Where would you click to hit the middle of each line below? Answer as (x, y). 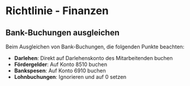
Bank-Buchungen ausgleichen (62, 33)
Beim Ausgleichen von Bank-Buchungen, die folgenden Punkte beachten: (95, 47)
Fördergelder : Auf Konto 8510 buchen (61, 64)
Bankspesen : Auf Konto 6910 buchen (60, 71)
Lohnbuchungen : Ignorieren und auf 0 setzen (70, 77)
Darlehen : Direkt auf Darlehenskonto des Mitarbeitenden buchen (93, 58)
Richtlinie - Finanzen (57, 11)
